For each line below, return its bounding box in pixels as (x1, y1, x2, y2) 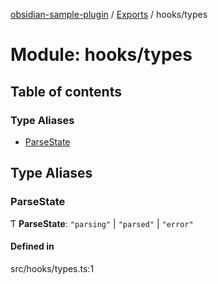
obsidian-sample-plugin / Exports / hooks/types (10, 9, 208, 20)
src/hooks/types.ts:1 (10, 262, 95, 274)
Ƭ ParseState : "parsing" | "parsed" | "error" (10, 217, 194, 229)
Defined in (10, 240, 55, 253)
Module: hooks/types (10, 44, 193, 66)
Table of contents (10, 83, 122, 100)
